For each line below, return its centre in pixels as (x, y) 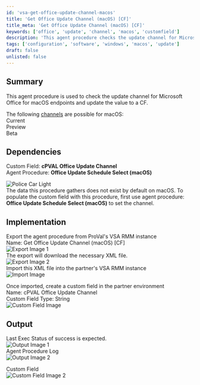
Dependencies (34, 152)
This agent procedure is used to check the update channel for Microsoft (94, 96)
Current (16, 120)
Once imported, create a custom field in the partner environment (85, 286)
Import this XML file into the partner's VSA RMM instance (76, 268)
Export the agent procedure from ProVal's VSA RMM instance (82, 237)
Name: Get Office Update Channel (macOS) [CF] (65, 243)
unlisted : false (26, 57)
